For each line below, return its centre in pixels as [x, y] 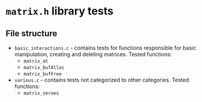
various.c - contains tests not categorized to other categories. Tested [102, 80]
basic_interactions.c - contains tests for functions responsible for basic [105, 48]
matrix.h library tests [60, 11]
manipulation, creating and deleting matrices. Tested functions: [93, 54]
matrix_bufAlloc [44, 68]
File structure [31, 33]
